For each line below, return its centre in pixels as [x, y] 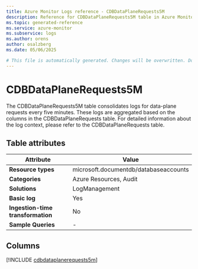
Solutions [23, 189]
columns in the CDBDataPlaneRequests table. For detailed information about [99, 118]
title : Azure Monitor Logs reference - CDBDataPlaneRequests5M [85, 11]
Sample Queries [32, 225]
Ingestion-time [31, 208]
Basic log [22, 198]
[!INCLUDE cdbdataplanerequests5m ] [52, 260]
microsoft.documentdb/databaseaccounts [131, 170]
